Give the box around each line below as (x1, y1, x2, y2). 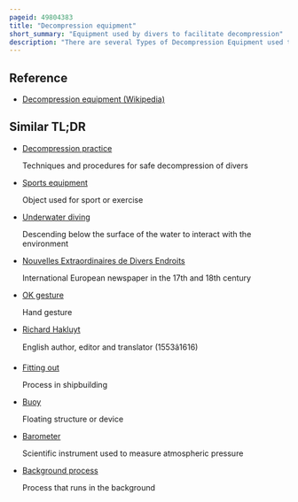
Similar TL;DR (9, 120, 86, 135)
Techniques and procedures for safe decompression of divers (21, 160, 248, 171)
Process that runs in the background (21, 482, 156, 492)
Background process (21, 465, 99, 475)
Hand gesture (21, 306, 73, 317)
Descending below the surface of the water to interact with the (21, 228, 252, 239)
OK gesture (21, 290, 65, 300)
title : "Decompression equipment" (9, 21, 137, 30)
